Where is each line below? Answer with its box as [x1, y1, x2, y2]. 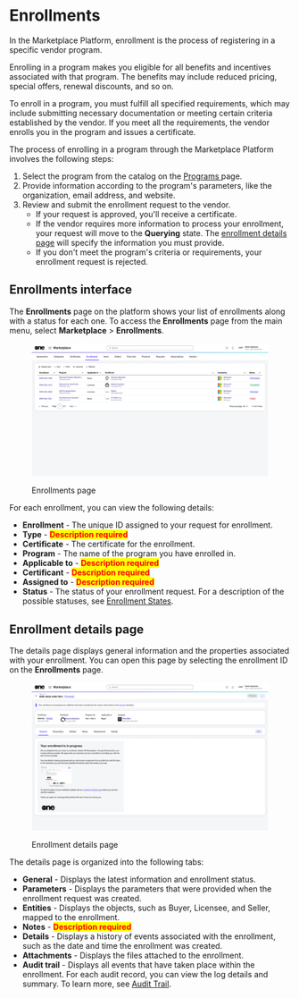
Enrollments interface [9, 283, 132, 298]
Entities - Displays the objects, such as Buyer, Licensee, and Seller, [21, 902, 270, 913]
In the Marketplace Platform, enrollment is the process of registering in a [9, 35, 276, 46]
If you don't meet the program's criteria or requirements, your [35, 247, 262, 258]
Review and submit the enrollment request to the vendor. [21, 199, 231, 210]
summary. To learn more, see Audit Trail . [21, 978, 172, 989]
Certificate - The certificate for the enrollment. [21, 538, 195, 550]
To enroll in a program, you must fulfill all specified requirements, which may [9, 97, 290, 108]
